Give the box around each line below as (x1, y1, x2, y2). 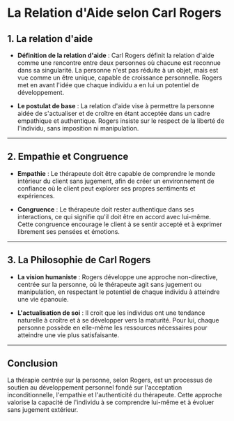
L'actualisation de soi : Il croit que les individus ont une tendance (17, 309, 205, 317)
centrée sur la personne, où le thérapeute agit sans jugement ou (17, 280, 202, 288)
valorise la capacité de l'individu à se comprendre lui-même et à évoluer (7, 398, 214, 406)
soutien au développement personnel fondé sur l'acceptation (7, 383, 182, 392)
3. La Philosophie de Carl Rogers (7, 254, 151, 266)
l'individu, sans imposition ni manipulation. (17, 124, 139, 132)
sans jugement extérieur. (7, 406, 79, 414)
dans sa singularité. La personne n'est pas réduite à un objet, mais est (17, 66, 219, 74)
